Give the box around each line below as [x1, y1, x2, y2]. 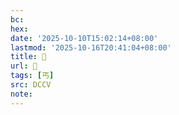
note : [10, 89, 33, 99]
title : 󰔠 [10, 52, 47, 62]
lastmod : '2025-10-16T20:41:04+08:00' [10, 42, 172, 53]
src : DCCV [10, 80, 52, 90]
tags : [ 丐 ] [10, 71, 55, 81]
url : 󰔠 [10, 61, 38, 71]
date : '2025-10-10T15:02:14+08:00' [10, 33, 159, 43]
